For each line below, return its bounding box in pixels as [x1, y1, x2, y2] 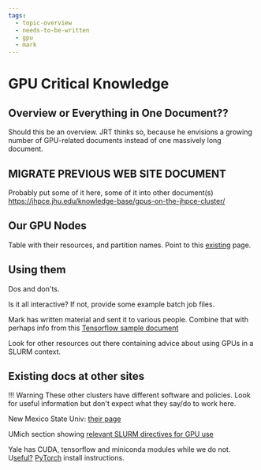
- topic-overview [15, 19, 73, 27]
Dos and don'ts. [8, 284, 60, 293]
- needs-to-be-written [15, 26, 90, 34]
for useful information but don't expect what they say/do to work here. [8, 399, 237, 408]
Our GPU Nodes [8, 219, 87, 233]
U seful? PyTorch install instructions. [8, 453, 125, 463]
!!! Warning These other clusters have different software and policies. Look [8, 390, 251, 400]
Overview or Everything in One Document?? [8, 106, 229, 119]
